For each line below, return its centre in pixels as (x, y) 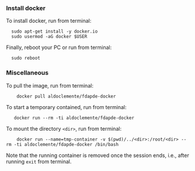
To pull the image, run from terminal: (50, 85)
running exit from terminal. (39, 161)
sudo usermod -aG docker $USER (49, 37)
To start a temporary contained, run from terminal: (66, 107)
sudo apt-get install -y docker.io (55, 32)
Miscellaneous (27, 73)
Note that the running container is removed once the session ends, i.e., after (98, 155)
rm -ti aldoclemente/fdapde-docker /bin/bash (62, 144)
